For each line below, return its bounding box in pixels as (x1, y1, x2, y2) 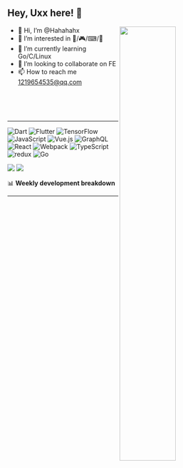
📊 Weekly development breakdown (7, 179, 115, 187)
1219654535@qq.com (17, 78, 83, 86)
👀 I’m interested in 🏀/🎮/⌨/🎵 (17, 33, 103, 43)
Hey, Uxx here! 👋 (7, 7, 83, 19)
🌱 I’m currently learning (17, 44, 87, 53)
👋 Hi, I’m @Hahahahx (17, 26, 80, 34)
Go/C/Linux (17, 51, 52, 61)
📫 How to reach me (17, 67, 77, 76)
